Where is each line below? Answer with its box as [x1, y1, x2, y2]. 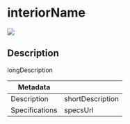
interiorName [7, 5, 86, 21]
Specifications [10, 105, 58, 115]
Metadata [17, 82, 51, 91]
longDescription [7, 66, 54, 74]
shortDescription [64, 94, 120, 103]
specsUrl [64, 105, 94, 115]
